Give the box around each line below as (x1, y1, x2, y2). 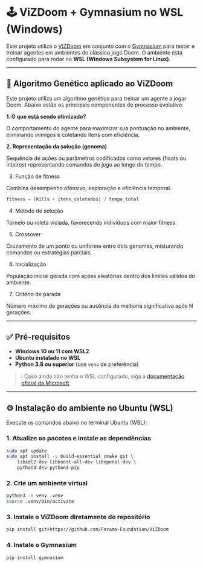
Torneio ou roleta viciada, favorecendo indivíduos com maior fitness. (6, 219, 177, 226)
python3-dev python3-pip (17, 465, 80, 471)
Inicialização (14, 260, 47, 268)
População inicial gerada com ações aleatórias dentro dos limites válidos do (6, 272, 195, 279)
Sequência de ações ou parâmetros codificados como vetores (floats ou (6, 154, 186, 162)
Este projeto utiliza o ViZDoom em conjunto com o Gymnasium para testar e (6, 42, 195, 50)
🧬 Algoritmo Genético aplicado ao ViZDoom (6, 79, 173, 89)
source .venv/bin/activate (6, 499, 74, 505)
